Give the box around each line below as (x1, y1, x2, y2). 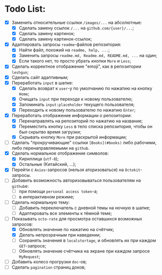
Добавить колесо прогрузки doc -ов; (11, 259, 87, 265)
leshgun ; (11, 69, 29, 75)
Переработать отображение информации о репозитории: (11, 112, 132, 118)
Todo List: (4, 3, 46, 15)
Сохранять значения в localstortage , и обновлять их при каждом (19, 237, 156, 243)
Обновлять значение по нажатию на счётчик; (19, 226, 114, 232)
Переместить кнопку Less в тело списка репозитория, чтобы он (19, 123, 153, 129)
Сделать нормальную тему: (11, 199, 70, 205)
